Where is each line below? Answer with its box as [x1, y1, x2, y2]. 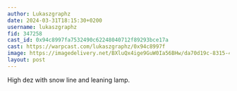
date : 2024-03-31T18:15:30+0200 [7, 17, 102, 24]
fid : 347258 [7, 30, 42, 37]
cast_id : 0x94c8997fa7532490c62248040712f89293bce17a [7, 37, 169, 44]
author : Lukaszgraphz [7, 10, 71, 18]
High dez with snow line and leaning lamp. [7, 75, 130, 84]
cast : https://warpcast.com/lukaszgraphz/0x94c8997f [7, 43, 166, 50]
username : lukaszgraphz [7, 23, 78, 30]
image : [7, 50, 27, 57]
